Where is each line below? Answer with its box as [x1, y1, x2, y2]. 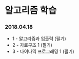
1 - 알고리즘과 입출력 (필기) [12, 35, 66, 42]
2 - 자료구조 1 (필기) [12, 42, 52, 48]
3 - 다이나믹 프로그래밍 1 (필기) [12, 48, 75, 54]
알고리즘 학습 [5, 5, 57, 16]
